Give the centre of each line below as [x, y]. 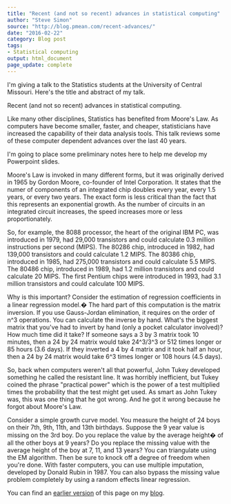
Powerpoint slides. [33, 161]
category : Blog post [37, 39]
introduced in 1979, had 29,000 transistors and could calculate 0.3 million [111, 240]
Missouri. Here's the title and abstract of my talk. [77, 92]
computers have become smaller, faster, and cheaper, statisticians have [109, 126]
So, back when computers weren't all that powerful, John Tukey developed [114, 369]
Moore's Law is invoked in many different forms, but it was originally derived [115, 175]
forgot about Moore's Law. [45, 406]
